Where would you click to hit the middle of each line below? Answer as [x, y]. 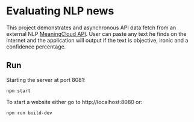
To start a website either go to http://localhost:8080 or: [74, 102]
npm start [19, 91]
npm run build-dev [29, 113]
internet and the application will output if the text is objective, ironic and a [97, 40]
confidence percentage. [36, 47]
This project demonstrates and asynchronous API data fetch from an [91, 28]
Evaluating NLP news [60, 11]
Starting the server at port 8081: [46, 80]
